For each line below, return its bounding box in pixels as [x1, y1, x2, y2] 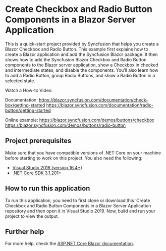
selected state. [5, 78, 36, 84]
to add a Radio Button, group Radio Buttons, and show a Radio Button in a [5, 72, 155, 78]
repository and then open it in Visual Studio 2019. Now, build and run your [5, 208, 156, 214]
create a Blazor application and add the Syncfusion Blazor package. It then [5, 51, 158, 57]
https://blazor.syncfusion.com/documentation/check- [39, 97, 148, 102]
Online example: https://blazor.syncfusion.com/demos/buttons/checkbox [5, 117, 155, 123]
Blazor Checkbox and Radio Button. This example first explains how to [5, 46, 149, 52]
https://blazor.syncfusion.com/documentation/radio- [46, 102, 154, 108]
